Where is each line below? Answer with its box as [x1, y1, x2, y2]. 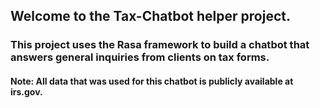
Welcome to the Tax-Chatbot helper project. [10, 8, 291, 25]
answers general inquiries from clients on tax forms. [10, 50, 270, 64]
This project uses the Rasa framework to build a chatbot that [10, 38, 310, 52]
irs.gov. [10, 85, 43, 98]
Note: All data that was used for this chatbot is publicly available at [10, 75, 294, 87]
